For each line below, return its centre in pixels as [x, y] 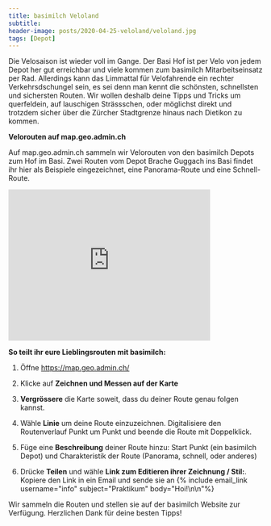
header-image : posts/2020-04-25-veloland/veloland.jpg [102, 31]
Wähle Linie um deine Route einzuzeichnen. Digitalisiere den [121, 424]
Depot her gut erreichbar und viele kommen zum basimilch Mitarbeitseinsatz [135, 70]
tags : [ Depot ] [32, 38]
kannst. [32, 407]
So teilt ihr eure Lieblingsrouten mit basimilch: [87, 353]
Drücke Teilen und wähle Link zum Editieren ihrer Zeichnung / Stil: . [133, 472]
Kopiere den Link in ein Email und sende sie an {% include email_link [133, 480]
